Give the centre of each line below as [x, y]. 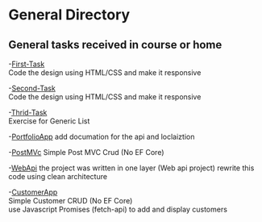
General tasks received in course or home [115, 45]
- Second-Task [32, 88]
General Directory [69, 15]
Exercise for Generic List [49, 121]
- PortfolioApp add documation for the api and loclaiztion [102, 136]
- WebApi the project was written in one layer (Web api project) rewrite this [131, 168]
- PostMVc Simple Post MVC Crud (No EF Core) [86, 152]
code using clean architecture [58, 176]
